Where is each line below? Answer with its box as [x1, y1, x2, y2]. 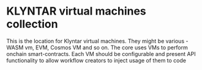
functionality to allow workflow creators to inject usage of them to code [6, 57, 187, 64]
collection [6, 17, 58, 31]
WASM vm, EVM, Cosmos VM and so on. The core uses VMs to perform [6, 44, 188, 51]
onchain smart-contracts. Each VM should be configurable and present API [6, 50, 196, 57]
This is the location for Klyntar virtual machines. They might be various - [6, 37, 189, 44]
